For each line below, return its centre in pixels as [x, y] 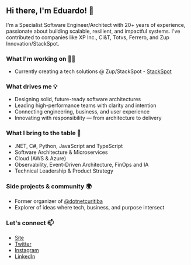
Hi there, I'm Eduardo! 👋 [50, 11]
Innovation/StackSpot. [33, 43]
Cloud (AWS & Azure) [40, 158]
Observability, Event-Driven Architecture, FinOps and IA [81, 164]
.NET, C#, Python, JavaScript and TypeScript [69, 146]
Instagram [27, 250]
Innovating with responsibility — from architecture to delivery [88, 118]
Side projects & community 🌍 [49, 186]
